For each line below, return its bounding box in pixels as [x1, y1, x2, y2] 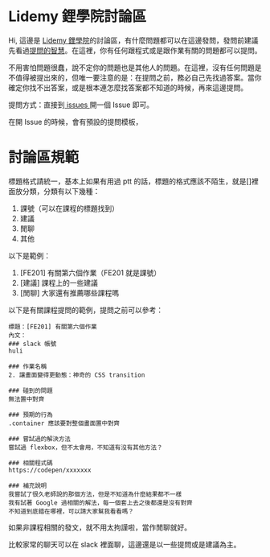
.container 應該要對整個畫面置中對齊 [8, 419, 121, 427]
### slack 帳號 [8, 340, 57, 348]
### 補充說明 [8, 481, 47, 489]
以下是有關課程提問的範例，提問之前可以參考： [8, 305, 163, 315]
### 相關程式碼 [8, 459, 54, 467]
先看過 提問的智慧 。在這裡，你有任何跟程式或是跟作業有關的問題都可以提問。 [8, 45, 262, 55]
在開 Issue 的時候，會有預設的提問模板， [8, 117, 143, 126]
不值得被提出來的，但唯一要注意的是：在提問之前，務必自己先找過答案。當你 [8, 72, 262, 82]
